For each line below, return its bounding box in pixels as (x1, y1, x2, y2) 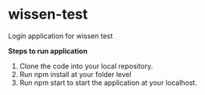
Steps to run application (8, 46, 88, 55)
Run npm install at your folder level (19, 69, 131, 79)
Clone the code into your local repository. (19, 61, 153, 71)
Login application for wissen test (8, 31, 113, 40)
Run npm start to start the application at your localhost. (19, 78, 197, 87)
